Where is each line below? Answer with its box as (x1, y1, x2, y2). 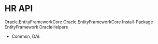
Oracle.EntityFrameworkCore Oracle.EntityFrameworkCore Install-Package (4, 19, 153, 25)
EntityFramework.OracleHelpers (4, 24, 68, 29)
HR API (4, 3, 33, 14)
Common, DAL (11, 33, 41, 39)
